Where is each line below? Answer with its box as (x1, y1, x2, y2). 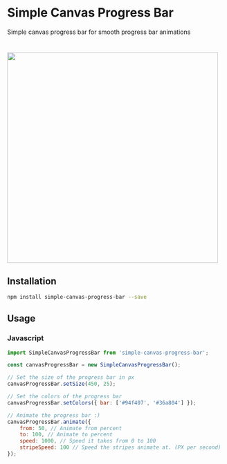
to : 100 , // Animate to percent (19, 431, 113, 438)
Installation (7, 275, 57, 287)
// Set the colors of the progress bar (7, 393, 122, 400)
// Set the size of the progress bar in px (7, 374, 135, 381)
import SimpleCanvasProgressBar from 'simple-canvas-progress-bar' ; (7, 349, 209, 356)
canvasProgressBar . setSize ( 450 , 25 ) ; (7, 380, 116, 388)
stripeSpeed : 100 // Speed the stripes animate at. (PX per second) (19, 444, 221, 451)
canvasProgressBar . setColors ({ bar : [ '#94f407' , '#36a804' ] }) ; (7, 399, 197, 406)
